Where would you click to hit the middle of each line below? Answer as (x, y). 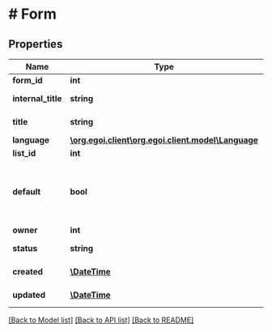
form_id (28, 80)
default (27, 192)
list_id (24, 153)
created (28, 272)
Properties (36, 44)
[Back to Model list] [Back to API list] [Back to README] (101, 320)
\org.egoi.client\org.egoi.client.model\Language (164, 140)
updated (29, 295)
